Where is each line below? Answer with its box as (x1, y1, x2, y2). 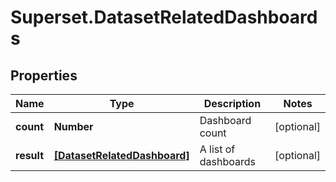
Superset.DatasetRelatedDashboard (10, 6, 318, 29)
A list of (199, 142, 236, 156)
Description (203, 97, 262, 110)
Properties (10, 67, 78, 84)
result (15, 149, 45, 162)
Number (53, 120, 94, 133)
